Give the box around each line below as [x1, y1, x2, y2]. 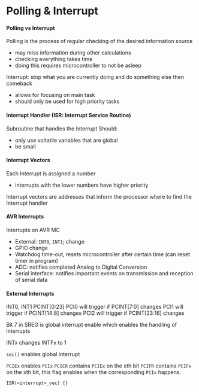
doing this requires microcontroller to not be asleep [14, 62, 142, 69]
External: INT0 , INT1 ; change [14, 238, 85, 245]
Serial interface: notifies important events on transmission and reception [14, 270, 194, 276]
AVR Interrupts [6, 213, 44, 220]
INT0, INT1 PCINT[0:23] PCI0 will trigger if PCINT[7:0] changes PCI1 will [6, 303, 184, 311]
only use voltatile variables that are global [14, 136, 118, 144]
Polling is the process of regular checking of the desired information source [6, 38, 193, 45]
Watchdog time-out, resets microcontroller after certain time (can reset [14, 251, 191, 258]
